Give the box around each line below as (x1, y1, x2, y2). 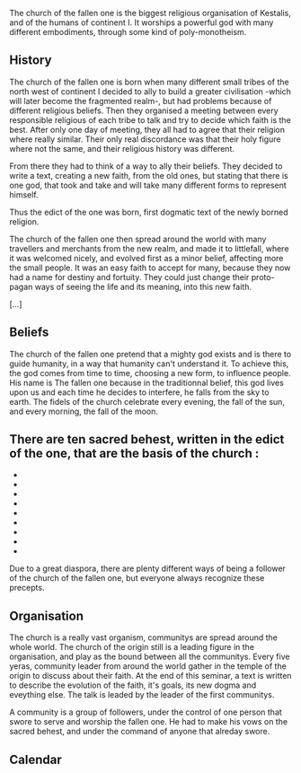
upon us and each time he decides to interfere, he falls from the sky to (9, 386, 270, 398)
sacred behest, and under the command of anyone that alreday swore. (9, 726, 270, 737)
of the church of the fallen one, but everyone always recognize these (9, 573, 265, 584)
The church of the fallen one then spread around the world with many (9, 233, 267, 244)
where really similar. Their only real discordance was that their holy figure (9, 134, 281, 145)
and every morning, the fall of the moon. (9, 406, 159, 417)
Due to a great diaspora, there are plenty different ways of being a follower (9, 563, 286, 574)
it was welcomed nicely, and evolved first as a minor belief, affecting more (9, 252, 284, 263)
